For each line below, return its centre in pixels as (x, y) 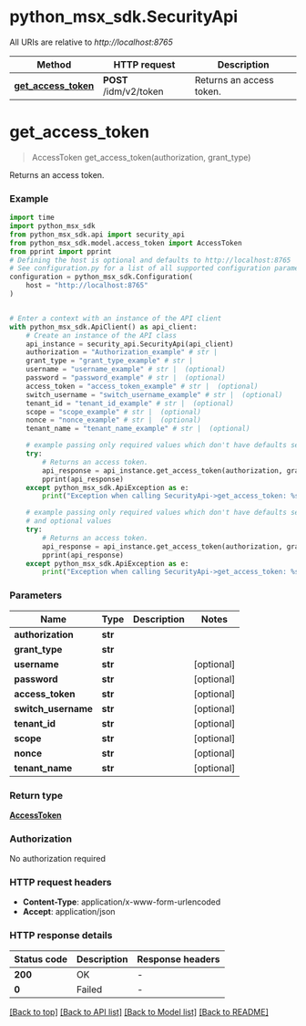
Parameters (36, 595)
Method (54, 64)
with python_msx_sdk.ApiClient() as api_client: (103, 327)
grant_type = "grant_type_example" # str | (110, 361)
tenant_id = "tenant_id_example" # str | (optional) (130, 403)
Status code (41, 958)
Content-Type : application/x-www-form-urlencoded (122, 902)
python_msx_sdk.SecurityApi (124, 17)
